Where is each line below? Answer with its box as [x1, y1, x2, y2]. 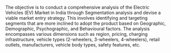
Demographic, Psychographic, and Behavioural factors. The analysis [5, 26, 150, 32]
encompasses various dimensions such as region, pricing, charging [5, 31, 148, 37]
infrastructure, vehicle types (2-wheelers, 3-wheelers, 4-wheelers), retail [5, 36, 160, 42]
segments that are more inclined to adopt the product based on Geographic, [5, 20, 166, 26]
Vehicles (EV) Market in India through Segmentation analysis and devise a [5, 10, 161, 16]
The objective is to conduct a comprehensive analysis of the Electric [5, 5, 149, 10]
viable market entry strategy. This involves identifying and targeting [5, 15, 148, 21]
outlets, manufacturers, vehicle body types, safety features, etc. [5, 42, 141, 47]
